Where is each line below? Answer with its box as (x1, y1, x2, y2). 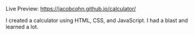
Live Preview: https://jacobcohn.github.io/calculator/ (5, 5, 137, 12)
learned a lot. (5, 24, 39, 30)
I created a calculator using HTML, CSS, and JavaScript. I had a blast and (5, 17, 189, 24)
